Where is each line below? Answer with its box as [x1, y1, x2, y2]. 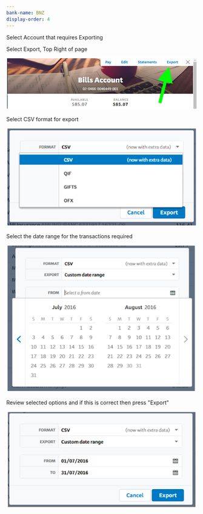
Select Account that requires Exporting [6, 33, 103, 41]
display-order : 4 [6, 16, 50, 22]
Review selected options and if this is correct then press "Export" [6, 399, 170, 406]
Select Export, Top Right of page [6, 45, 88, 53]
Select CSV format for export [6, 115, 79, 122]
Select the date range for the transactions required [6, 232, 133, 239]
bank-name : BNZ [6, 10, 45, 16]
